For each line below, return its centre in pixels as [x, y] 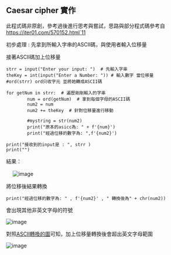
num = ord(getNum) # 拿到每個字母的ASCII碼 [79, 99]
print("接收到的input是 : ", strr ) [49, 144]
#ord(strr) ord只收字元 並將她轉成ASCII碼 [54, 81]
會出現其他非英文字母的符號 [40, 210]
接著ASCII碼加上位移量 [33, 57]
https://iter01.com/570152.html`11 [46, 32]
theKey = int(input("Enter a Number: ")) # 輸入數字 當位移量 [80, 75]
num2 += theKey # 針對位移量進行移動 [71, 110]
